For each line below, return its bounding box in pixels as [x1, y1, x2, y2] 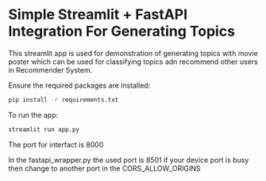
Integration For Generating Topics [8, 22, 236, 40]
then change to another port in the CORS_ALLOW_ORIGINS [8, 164, 201, 173]
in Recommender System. [8, 65, 93, 74]
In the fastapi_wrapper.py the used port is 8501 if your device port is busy [8, 155, 249, 164]
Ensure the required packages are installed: [8, 81, 151, 90]
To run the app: [8, 110, 59, 119]
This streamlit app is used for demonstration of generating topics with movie [8, 48, 258, 58]
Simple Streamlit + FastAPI [8, 6, 188, 24]
